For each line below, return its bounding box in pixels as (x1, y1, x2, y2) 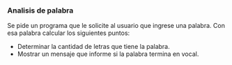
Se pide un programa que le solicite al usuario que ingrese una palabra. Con (7, 22, 225, 30)
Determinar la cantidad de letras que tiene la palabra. (17, 43, 170, 51)
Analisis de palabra (7, 6, 74, 15)
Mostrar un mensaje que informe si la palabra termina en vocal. (17, 50, 199, 58)
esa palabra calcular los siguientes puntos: (7, 29, 130, 37)
